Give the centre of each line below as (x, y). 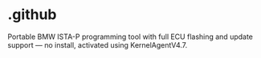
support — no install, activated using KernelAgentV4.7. (98, 44)
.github (32, 15)
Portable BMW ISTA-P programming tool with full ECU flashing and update (130, 37)
